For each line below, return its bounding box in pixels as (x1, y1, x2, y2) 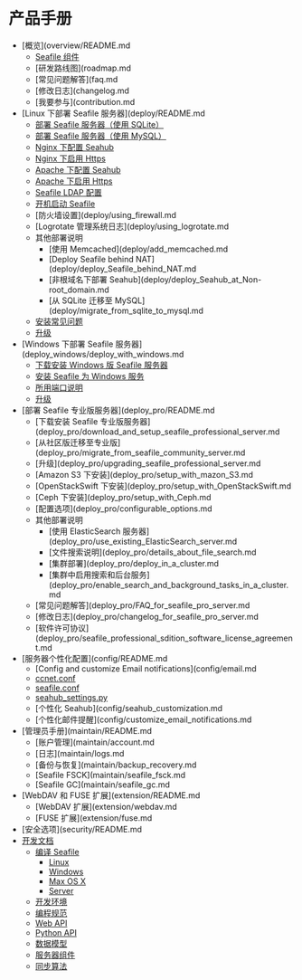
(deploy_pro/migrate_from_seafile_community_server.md (34, 447, 246, 458)
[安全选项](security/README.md (21, 823, 142, 834)
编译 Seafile (34, 846, 80, 857)
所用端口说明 (34, 382, 83, 393)
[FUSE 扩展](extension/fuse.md (34, 812, 153, 823)
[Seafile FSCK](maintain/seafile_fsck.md (34, 769, 186, 780)
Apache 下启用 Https (34, 176, 113, 186)
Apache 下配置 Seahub (34, 164, 121, 175)
